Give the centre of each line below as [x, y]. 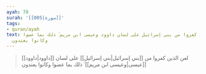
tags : [13, 23]
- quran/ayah [23, 29]
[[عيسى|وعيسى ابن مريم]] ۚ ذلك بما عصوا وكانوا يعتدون [84, 64]
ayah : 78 [17, 12]
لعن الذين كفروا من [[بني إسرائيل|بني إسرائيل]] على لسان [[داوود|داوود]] [105, 58]
